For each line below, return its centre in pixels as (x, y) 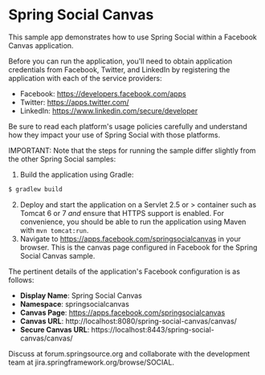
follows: (21, 279)
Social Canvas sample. (57, 255)
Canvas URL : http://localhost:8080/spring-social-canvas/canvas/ (128, 321)
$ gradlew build (35, 189)
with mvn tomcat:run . (54, 230)
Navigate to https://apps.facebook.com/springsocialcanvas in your (130, 238)
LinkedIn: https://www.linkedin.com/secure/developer (109, 111)
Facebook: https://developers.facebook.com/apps (103, 93)
